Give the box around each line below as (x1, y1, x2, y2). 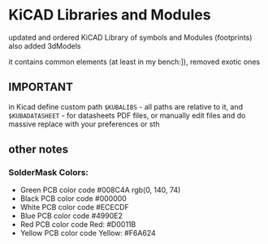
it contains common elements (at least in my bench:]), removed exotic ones (8, 57, 261, 66)
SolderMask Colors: (8, 167, 89, 178)
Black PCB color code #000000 (19, 194, 128, 203)
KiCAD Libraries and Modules (8, 6, 211, 24)
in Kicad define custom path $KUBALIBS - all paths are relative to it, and (8, 101, 244, 111)
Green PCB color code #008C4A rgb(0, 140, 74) (19, 185, 181, 195)
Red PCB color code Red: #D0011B (19, 220, 136, 229)
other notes (8, 143, 69, 156)
